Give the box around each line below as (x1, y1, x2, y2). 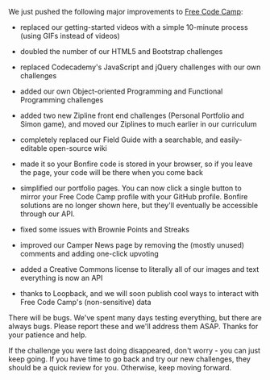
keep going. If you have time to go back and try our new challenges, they (8, 354, 251, 364)
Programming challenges (19, 95, 104, 104)
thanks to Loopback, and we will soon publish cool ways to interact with (19, 289, 260, 298)
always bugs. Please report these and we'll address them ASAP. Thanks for (8, 322, 259, 331)
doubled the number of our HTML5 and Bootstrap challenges (19, 47, 223, 56)
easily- (219, 135, 243, 144)
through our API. (19, 209, 75, 219)
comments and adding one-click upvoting (19, 249, 159, 258)
